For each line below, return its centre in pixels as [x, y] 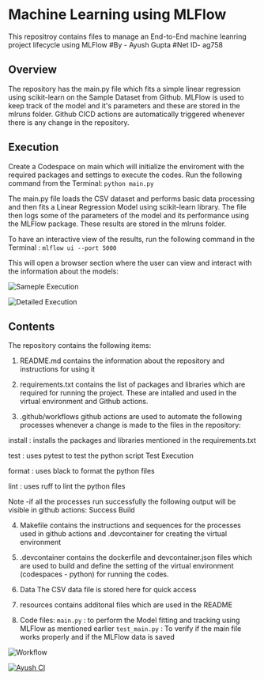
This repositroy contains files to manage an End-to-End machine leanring [127, 36]
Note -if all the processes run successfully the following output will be [122, 502]
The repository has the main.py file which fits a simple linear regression [124, 89]
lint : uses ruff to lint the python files [67, 486]
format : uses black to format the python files [82, 471]
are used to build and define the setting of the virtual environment [126, 566]
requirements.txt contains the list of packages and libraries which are [132, 384]
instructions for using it [57, 369]
